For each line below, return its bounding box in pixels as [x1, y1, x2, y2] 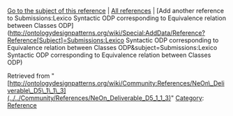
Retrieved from [7, 72, 50, 80]
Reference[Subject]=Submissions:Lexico [7, 36, 124, 44]
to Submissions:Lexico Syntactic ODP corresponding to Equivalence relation [7, 14, 227, 22]
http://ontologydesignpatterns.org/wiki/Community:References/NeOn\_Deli [9, 79, 225, 87]
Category [175, 94, 202, 102]
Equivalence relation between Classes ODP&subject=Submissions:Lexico [7, 44, 218, 51]
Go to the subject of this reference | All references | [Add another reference [7, 7, 225, 15]
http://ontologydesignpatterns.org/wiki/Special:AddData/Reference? [9, 28, 206, 37]
